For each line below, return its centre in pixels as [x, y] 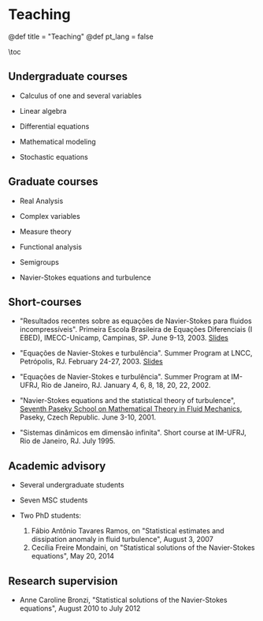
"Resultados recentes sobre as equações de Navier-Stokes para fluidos [135, 321]
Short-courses [45, 302]
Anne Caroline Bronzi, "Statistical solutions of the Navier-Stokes [123, 600]
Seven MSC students [54, 500]
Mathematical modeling [57, 141]
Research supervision [63, 581]
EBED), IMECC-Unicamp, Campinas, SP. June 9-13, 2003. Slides [124, 338]
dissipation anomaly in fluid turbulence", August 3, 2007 [122, 540]
